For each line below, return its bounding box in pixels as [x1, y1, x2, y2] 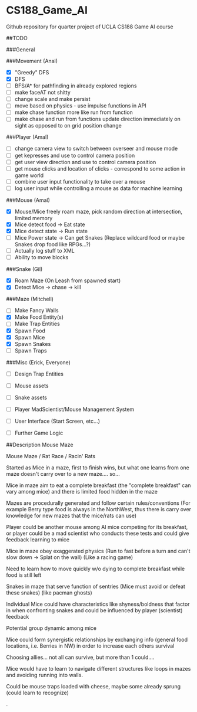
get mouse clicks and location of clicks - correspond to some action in [14, 165, 186, 172]
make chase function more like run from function [14, 109, 133, 116]
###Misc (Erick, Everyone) [6, 358, 71, 366]
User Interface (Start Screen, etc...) [14, 417, 101, 424]
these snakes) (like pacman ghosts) [6, 589, 92, 596]
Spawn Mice [14, 334, 45, 341]
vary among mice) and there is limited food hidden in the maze [6, 488, 158, 495]
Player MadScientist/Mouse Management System [14, 406, 135, 413]
